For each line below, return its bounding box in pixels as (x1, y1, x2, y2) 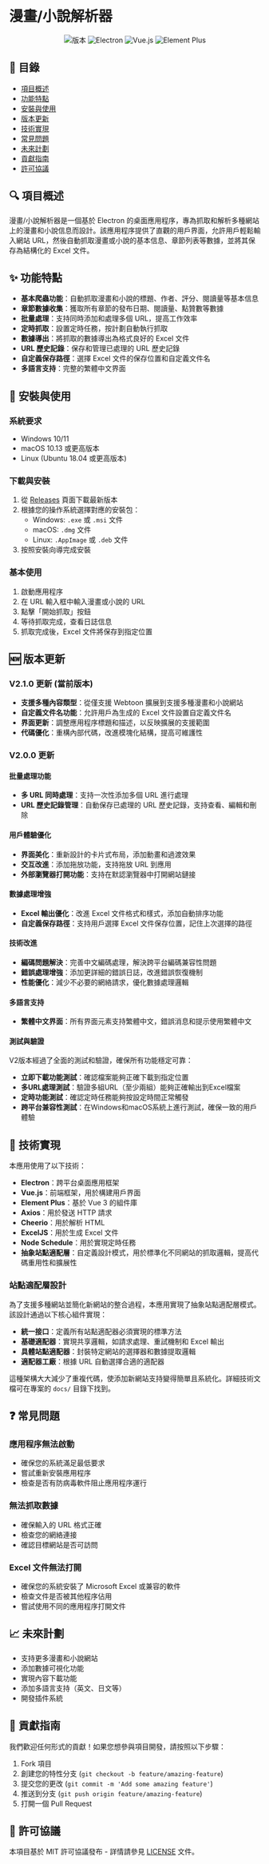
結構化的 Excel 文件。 (22, 245, 94, 255)
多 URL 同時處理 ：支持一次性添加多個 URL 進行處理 (20, 791, 189, 800)
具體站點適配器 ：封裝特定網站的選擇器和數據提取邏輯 (20, 1346, 196, 1356)
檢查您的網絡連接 (20, 1530, 77, 1539)
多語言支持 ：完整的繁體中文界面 (20, 364, 126, 373)
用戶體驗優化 (9, 830, 51, 840)
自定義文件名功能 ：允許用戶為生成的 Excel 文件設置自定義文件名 (20, 708, 231, 718)
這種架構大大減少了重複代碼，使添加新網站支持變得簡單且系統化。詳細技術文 (9, 1373, 261, 1383)
